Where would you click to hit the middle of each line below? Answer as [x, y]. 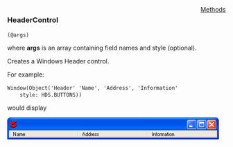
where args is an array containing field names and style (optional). [102, 48]
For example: [26, 75]
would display [27, 108]
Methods [213, 9]
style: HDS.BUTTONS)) [51, 95]
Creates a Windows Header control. [58, 61]
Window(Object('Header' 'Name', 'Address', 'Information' [93, 88]
